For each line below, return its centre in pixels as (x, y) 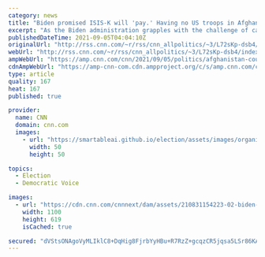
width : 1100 (42, 212)
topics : (21, 169)
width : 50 (45, 147)
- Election (33, 176)
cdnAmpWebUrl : (32, 67)
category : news (33, 15)
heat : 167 (24, 89)
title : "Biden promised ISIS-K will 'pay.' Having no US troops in (121, 23)
